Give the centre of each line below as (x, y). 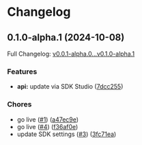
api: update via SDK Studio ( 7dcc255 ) (70, 87)
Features (22, 71)
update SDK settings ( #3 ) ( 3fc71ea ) (67, 134)
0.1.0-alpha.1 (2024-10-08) (66, 37)
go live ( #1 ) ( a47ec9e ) (48, 119)
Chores (19, 104)
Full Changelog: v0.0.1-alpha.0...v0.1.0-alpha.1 (71, 54)
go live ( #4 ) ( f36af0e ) (47, 126)
